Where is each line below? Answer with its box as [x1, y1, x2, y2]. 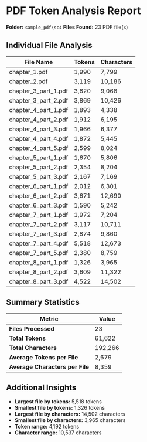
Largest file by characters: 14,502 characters [14, 410, 125, 417]
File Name [24, 57, 53, 66]
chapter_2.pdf [9, 77, 48, 86]
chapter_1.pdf [9, 67, 48, 76]
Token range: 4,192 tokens [14, 423, 80, 430]
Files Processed [9, 324, 54, 332]
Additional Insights [6, 382, 77, 392]
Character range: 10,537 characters [14, 429, 102, 436]
